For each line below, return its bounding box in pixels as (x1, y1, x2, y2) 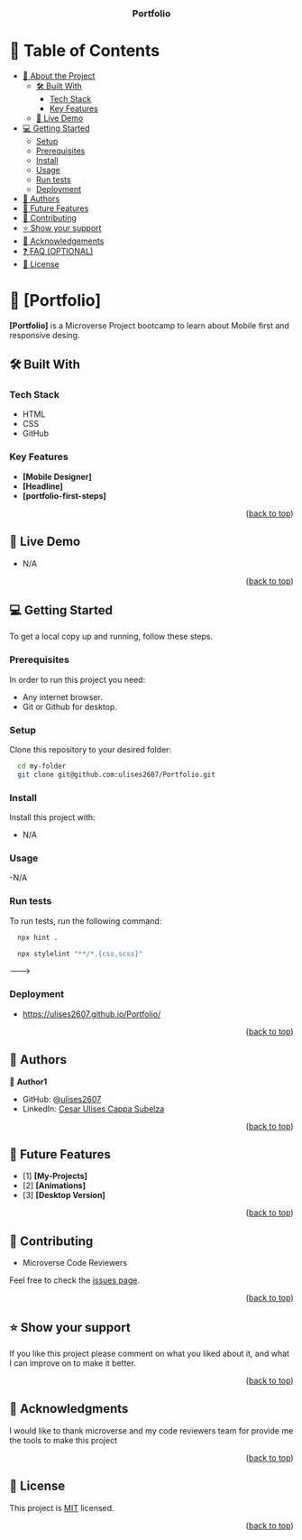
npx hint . (17, 933, 59, 942)
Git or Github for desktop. (22, 701, 117, 712)
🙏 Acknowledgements (22, 235, 105, 246)
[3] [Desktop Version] (22, 1190, 105, 1201)
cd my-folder (17, 761, 67, 770)
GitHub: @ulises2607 (22, 1093, 102, 1104)
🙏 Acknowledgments (9, 1401, 129, 1416)
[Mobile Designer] (22, 471, 92, 482)
